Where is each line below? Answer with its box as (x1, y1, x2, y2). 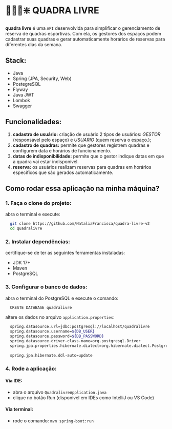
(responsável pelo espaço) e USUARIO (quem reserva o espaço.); (12, 136, 152, 143)
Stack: (5, 56, 27, 65)
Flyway (12, 86, 28, 92)
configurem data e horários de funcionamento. (12, 147, 112, 153)
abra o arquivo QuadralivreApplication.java (12, 389, 106, 395)
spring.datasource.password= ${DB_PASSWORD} (10, 334, 104, 339)
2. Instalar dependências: (5, 238, 70, 245)
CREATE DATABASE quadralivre (10, 305, 72, 310)
